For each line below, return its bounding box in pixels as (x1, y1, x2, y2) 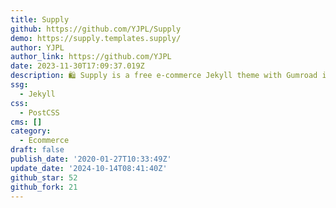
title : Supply (10, 14, 70, 25)
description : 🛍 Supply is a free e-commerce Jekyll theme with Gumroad (10, 71, 318, 81)
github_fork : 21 (10, 182, 78, 192)
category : (10, 126, 52, 136)
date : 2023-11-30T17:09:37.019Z (10, 61, 145, 71)
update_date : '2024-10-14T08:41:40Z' (10, 163, 168, 173)
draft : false (10, 145, 65, 155)
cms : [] (10, 117, 43, 127)
